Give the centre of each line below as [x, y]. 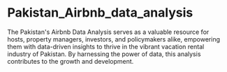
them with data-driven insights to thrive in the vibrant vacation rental [106, 46]
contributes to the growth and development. [71, 61]
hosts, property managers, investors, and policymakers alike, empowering [114, 39]
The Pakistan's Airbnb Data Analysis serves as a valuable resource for [108, 32]
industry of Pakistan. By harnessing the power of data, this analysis [104, 54]
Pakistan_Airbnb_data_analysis [100, 13]
